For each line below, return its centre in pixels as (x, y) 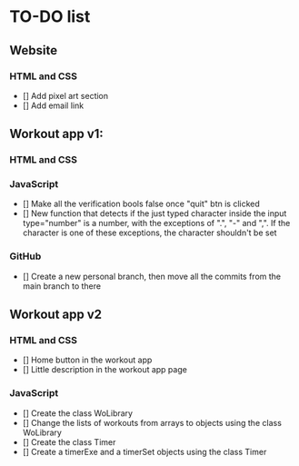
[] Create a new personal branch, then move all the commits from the (152, 276)
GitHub (25, 256)
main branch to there (62, 286)
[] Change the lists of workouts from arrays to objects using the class (152, 422)
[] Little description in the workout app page (105, 370)
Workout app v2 (56, 315)
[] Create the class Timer (69, 441)
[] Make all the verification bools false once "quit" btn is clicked (141, 204)
